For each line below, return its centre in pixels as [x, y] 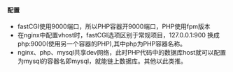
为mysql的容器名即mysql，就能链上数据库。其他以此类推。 [102, 61]
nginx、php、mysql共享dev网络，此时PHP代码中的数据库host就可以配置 [121, 53]
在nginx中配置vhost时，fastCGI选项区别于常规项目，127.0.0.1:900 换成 [119, 35]
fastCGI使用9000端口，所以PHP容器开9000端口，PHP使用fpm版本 [114, 26]
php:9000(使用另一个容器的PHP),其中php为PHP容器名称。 [102, 44]
